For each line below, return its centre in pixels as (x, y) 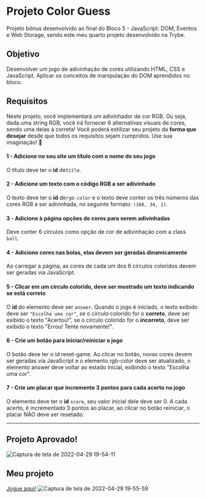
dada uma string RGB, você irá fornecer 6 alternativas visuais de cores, (96, 123)
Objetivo (23, 54)
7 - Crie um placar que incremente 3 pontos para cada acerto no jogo (96, 387)
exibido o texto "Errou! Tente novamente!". (60, 326)
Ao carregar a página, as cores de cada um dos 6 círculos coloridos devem (101, 266)
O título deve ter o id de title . (44, 169)
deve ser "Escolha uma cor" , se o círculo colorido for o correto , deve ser (98, 313)
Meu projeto (30, 474)
